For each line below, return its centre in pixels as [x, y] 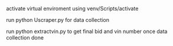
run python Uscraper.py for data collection [58, 20]
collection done [25, 37]
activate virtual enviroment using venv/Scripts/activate [72, 9]
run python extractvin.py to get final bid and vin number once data [87, 31]
